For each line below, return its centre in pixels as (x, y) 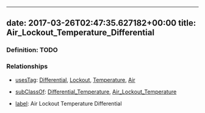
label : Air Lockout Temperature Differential (68, 103)
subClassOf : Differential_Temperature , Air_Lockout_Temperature (96, 92)
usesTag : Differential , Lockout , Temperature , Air (75, 79)
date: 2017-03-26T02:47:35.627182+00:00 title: (101, 23)
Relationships (27, 67)
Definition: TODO (32, 50)
